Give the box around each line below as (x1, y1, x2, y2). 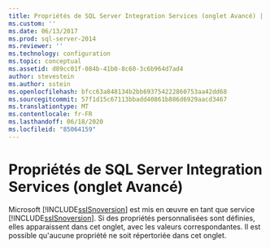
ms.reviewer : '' (8, 42, 63, 50)
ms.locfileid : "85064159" (8, 125, 96, 133)
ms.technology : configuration (8, 50, 111, 58)
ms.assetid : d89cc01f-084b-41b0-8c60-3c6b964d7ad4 (8, 65, 184, 73)
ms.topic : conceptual (8, 58, 82, 66)
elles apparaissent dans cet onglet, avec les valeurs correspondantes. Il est (8, 221, 261, 232)
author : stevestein (8, 72, 75, 80)
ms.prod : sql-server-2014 (8, 34, 96, 43)
